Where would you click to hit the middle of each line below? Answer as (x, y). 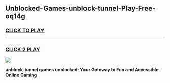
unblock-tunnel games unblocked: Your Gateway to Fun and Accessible (82, 69)
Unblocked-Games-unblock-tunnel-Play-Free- (80, 8)
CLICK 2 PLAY (23, 49)
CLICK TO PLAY (25, 31)
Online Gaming (21, 75)
